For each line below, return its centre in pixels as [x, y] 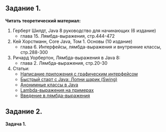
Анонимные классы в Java [49, 85]
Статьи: [21, 68]
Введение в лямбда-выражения [55, 95]
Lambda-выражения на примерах [57, 90]
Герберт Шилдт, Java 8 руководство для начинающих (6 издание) [84, 31]
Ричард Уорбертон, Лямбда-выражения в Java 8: [66, 58]
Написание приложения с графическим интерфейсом [79, 74]
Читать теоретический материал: [43, 20]
